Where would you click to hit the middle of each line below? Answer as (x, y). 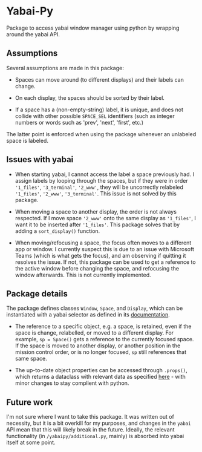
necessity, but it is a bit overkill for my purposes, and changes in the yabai (99, 423)
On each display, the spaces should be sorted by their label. (90, 97)
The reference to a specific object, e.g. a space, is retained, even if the (103, 326)
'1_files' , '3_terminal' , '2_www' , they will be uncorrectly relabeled (99, 187)
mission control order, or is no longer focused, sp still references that (100, 352)
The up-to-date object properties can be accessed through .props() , (101, 370)
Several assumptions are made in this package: (65, 68)
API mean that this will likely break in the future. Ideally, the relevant (90, 430)
